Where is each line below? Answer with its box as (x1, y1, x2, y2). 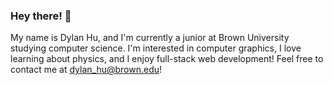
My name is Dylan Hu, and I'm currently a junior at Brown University (10, 32, 290, 44)
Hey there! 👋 (10, 9, 72, 23)
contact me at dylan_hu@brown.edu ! (10, 64, 163, 76)
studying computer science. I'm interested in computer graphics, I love (10, 42, 302, 54)
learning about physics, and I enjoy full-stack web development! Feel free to (10, 53, 324, 65)
